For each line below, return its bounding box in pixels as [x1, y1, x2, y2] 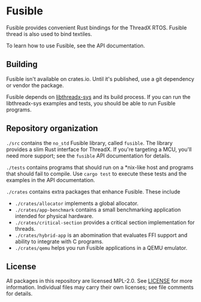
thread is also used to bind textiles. [6, 30, 93, 37]
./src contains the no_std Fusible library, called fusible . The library [6, 139, 173, 146]
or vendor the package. [6, 81, 64, 89]
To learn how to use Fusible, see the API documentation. [6, 42, 145, 49]
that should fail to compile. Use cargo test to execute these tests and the [6, 170, 187, 177]
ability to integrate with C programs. [14, 238, 103, 245]
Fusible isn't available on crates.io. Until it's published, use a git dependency [6, 75, 194, 82]
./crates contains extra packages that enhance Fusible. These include [6, 188, 181, 195]
